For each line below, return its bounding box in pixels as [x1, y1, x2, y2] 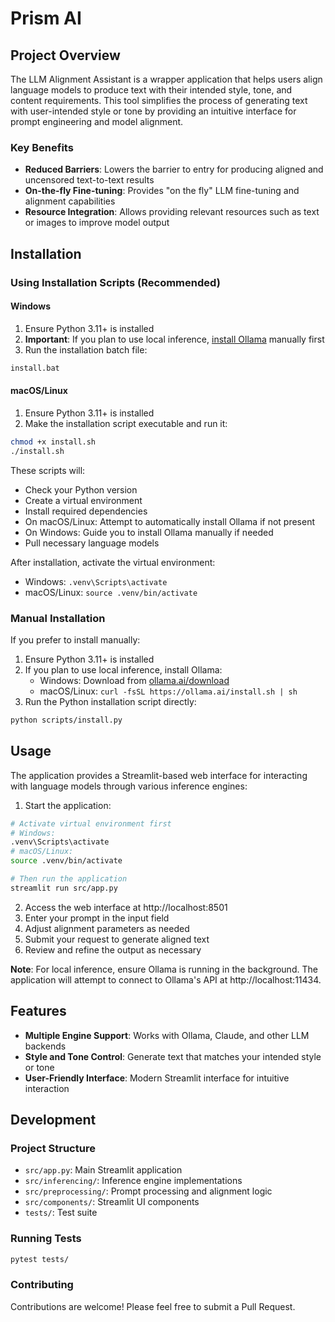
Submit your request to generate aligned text [24, 933, 210, 945]
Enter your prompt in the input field [24, 912, 170, 924]
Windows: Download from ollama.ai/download [39, 674, 230, 686]
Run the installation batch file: [24, 343, 148, 356]
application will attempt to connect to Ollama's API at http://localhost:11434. [10, 973, 322, 986]
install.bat [10, 363, 60, 373]
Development [10, 1111, 97, 1128]
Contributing [10, 1278, 74, 1292]
